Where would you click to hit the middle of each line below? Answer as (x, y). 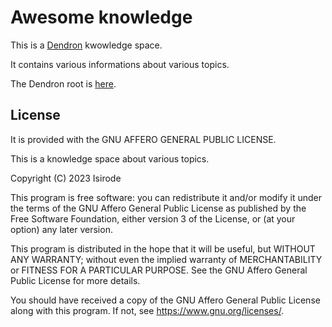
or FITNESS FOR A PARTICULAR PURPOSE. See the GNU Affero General (159, 270)
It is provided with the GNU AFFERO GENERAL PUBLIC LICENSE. (143, 139)
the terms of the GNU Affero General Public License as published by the (158, 208)
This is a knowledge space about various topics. (110, 158)
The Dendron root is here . (63, 83)
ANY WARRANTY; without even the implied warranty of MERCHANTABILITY (166, 259)
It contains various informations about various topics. (120, 64)
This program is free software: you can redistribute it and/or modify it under (166, 197)
